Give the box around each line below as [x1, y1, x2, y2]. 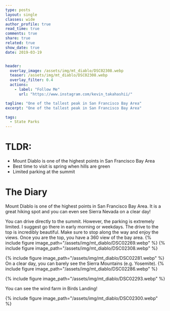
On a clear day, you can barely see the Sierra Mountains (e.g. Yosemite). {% [5, 260, 164, 266]
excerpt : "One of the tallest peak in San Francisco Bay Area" [5, 105, 142, 110]
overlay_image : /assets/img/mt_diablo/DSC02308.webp [10, 68, 124, 73]
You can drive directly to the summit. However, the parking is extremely [5, 218, 155, 224]
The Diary [5, 186, 48, 198]
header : [5, 63, 22, 68]
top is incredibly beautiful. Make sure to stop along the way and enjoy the [5, 229, 159, 235]
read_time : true [5, 26, 40, 31]
